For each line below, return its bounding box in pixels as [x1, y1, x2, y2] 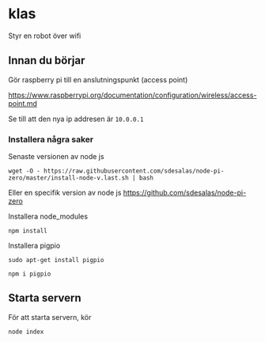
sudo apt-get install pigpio [8, 256, 104, 264]
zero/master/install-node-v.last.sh [8, 174, 129, 182]
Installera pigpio [8, 241, 61, 250]
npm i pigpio [8, 270, 51, 278]
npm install [8, 227, 47, 235]
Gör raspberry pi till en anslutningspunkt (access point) [8, 74, 188, 84]
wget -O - [8, 167, 41, 175]
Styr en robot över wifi [8, 31, 81, 40]
